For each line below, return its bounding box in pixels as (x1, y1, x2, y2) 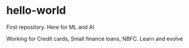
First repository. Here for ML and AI (6, 23, 94, 31)
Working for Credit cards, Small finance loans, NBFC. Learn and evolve (6, 35, 184, 42)
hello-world (6, 4, 67, 17)
